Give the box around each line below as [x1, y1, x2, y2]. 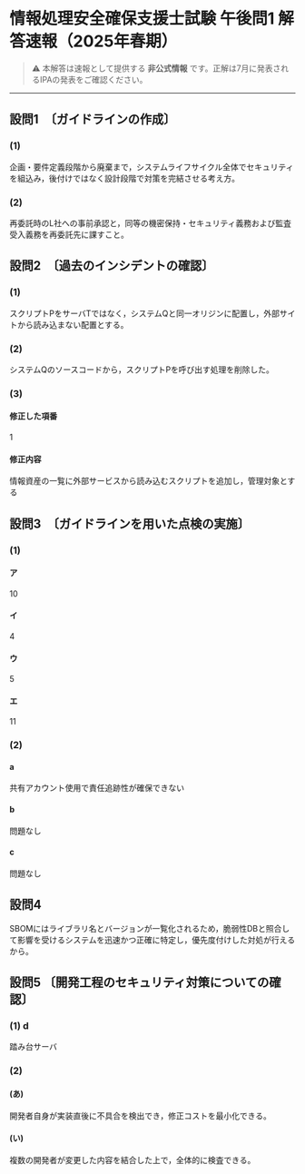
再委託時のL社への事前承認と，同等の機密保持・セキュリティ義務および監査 [9, 217, 292, 228]
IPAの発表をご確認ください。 [39, 74, 148, 84]
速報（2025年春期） [25, 31, 178, 52]
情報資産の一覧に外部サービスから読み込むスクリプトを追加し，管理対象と [9, 476, 288, 487]
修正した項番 [9, 410, 57, 422]
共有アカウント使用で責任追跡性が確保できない [9, 783, 184, 794]
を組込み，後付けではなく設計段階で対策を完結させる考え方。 [9, 173, 241, 183]
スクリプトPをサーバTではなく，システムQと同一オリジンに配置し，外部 [9, 308, 280, 319]
